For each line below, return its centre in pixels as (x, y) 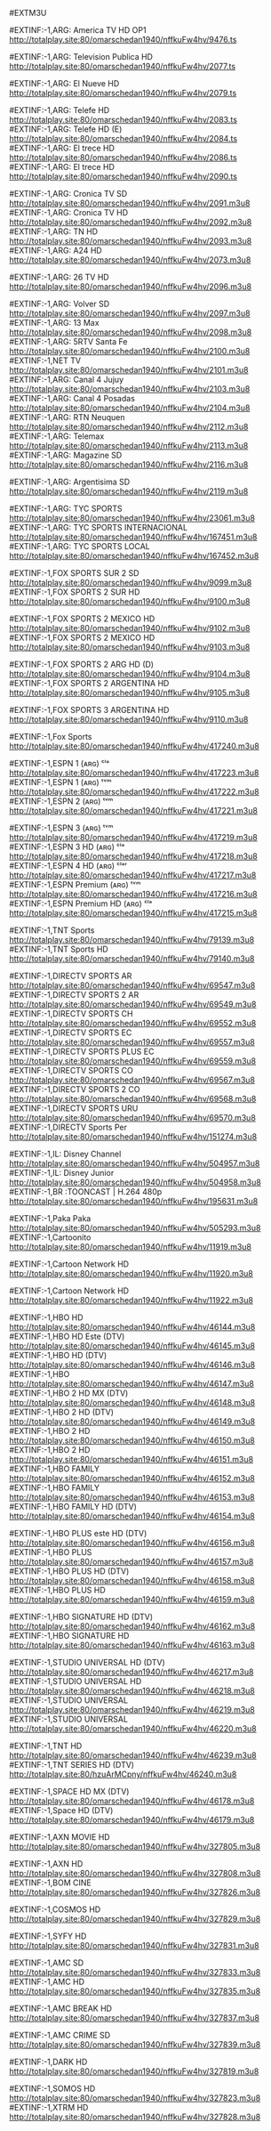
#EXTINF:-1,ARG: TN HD (54, 231)
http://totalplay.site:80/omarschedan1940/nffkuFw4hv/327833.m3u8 (135, 1972)
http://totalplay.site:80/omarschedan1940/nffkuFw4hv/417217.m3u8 (133, 875)
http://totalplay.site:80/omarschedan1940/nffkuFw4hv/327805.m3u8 (135, 1847)
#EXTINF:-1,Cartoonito (50, 1237)
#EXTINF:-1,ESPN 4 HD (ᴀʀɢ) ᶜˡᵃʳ (68, 866)
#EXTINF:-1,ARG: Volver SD (60, 304)
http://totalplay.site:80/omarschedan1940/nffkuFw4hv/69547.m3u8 (132, 985)
